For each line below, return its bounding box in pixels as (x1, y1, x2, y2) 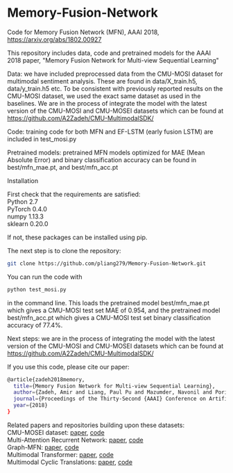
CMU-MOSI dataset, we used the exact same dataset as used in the (7, 92, 201, 100)
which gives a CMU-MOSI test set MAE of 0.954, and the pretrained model (7, 306, 221, 314)
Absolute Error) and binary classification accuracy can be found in (7, 155, 197, 164)
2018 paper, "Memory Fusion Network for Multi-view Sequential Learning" (7, 56, 220, 64)
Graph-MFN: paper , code (7, 443, 80, 451)
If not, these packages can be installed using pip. (7, 233, 148, 241)
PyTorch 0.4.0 (7, 205, 47, 213)
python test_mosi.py (7, 286, 67, 293)
